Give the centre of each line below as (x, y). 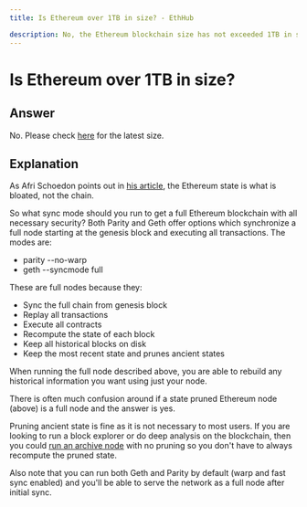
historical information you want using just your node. (108, 381)
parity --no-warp (55, 260)
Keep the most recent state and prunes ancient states (124, 354)
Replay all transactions (65, 315)
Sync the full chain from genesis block (95, 305)
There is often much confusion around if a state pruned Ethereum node (143, 399)
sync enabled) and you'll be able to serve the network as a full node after (147, 483)
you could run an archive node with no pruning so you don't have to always (151, 446)
